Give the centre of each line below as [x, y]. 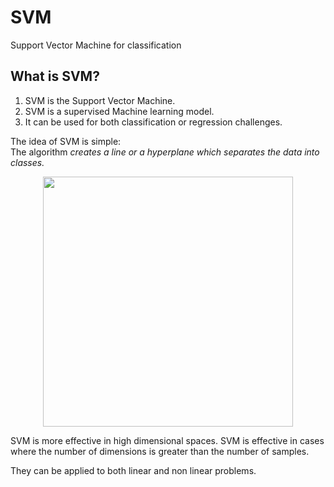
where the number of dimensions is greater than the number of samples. [160, 451]
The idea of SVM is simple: [66, 141]
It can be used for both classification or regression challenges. [153, 122]
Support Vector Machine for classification [96, 45]
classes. [27, 162]
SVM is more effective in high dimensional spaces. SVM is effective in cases [167, 440]
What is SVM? [55, 76]
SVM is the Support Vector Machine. [100, 100]
